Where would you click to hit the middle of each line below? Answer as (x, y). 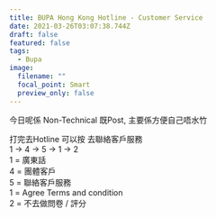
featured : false (40, 43)
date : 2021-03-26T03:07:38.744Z (70, 26)
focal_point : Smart (54, 85)
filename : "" (42, 77)
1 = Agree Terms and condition (66, 192)
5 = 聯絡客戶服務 (40, 182)
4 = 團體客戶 (33, 171)
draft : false (34, 34)
